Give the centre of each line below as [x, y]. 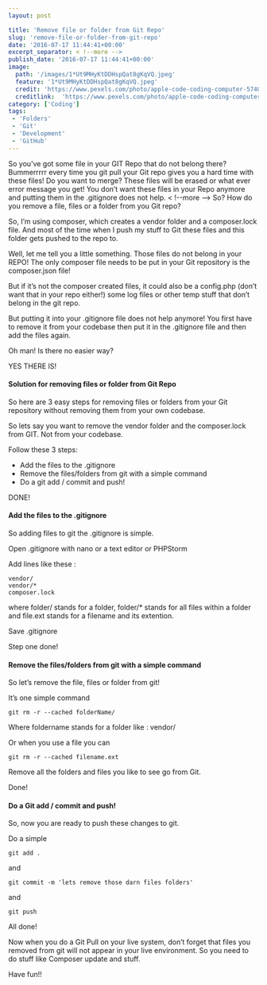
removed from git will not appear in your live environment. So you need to [128, 951]
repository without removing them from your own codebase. [107, 410]
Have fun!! [25, 975]
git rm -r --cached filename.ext [64, 757]
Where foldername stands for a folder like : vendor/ [92, 727]
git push [23, 912]
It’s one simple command [49, 698]
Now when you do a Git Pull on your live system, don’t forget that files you [130, 942]
